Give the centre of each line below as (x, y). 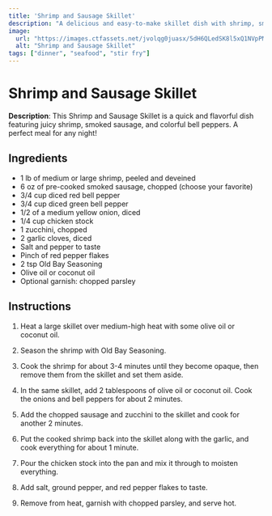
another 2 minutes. (51, 423)
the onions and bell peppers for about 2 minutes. (102, 399)
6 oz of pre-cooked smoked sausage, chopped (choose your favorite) (136, 186)
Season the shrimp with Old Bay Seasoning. (93, 350)
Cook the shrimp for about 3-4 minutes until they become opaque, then (139, 366)
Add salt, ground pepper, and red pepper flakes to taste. (114, 487)
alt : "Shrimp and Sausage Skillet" (76, 46)
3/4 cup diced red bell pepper (70, 195)
